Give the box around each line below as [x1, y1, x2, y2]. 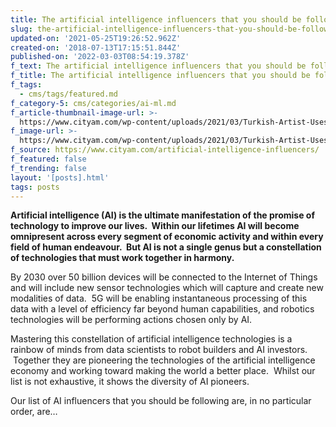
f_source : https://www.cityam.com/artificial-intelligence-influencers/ [10, 145, 320, 155]
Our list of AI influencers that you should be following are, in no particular [10, 395, 312, 407]
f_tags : [10, 80, 43, 90]
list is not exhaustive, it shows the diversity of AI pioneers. [10, 376, 250, 388]
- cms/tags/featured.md [19, 89, 118, 99]
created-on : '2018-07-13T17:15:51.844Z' [10, 42, 182, 53]
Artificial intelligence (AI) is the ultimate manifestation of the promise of [10, 209, 316, 221]
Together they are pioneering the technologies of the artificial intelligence [12, 354, 316, 366]
